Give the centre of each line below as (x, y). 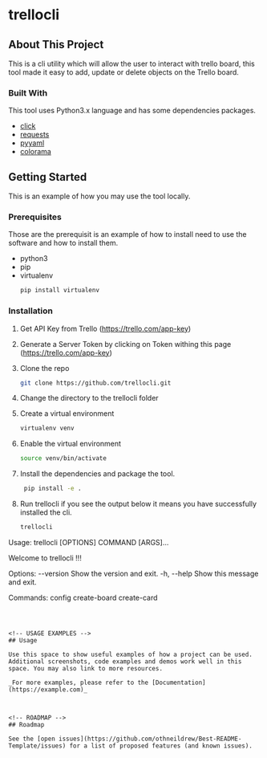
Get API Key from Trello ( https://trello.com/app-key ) (105, 328)
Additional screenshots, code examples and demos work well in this (125, 661)
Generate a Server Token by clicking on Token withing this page (125, 344)
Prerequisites (35, 217)
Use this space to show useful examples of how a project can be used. (130, 654)
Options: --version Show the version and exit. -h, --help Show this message (133, 573)
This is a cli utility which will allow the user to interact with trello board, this (131, 63)
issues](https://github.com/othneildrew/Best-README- (150, 739)
